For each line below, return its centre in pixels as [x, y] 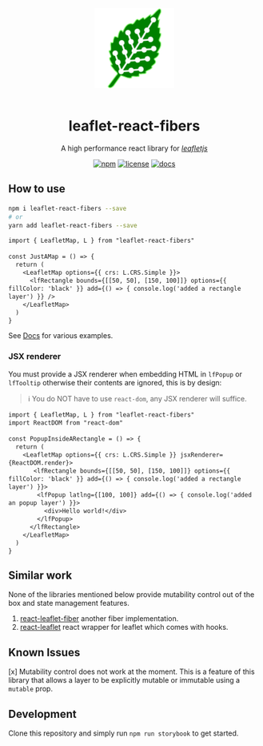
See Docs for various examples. [61, 336]
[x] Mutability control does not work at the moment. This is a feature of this [131, 671]
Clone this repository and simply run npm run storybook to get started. [124, 733]
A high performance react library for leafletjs [134, 148]
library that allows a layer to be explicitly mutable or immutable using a [124, 680]
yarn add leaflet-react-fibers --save [73, 225]
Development [43, 714]
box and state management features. [69, 603]
